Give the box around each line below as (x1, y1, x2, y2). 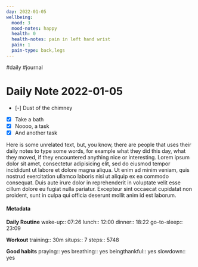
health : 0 (11, 31, 36, 37)
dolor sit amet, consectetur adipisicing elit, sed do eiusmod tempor (6, 160, 171, 167)
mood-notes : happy (11, 25, 58, 32)
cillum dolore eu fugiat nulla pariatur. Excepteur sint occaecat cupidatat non (6, 185, 193, 192)
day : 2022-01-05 (6, 8, 47, 15)
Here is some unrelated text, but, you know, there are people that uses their (6, 141, 191, 148)
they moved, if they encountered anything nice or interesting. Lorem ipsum (6, 153, 190, 161)
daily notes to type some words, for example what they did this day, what (6, 147, 186, 155)
